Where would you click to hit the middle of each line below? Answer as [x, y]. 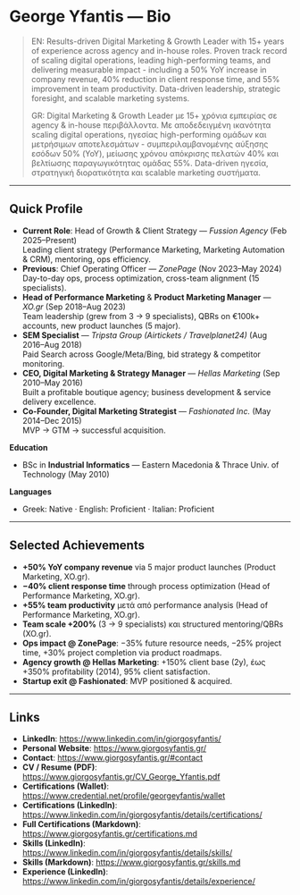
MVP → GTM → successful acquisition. [94, 430]
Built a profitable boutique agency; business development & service [146, 392]
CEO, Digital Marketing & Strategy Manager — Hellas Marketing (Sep [151, 373]
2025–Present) [50, 240]
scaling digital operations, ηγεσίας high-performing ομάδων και [149, 134]
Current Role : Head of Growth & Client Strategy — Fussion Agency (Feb [154, 231]
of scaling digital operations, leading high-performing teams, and [150, 60]
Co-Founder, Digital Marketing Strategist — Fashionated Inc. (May [146, 411]
